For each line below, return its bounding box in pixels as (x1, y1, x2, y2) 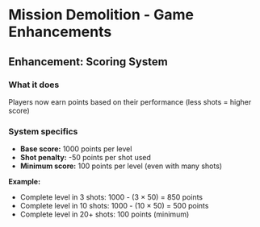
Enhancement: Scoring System (8, 55, 168, 68)
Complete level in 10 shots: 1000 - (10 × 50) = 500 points (19, 201, 209, 211)
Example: (8, 177, 41, 187)
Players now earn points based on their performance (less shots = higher (8, 97, 252, 106)
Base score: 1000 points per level (19, 144, 132, 154)
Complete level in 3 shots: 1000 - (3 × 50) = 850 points (19, 192, 203, 202)
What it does (8, 79, 60, 90)
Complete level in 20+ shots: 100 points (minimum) (19, 209, 190, 219)
